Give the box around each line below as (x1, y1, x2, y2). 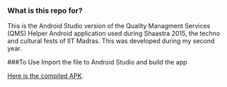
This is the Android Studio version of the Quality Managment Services (7, 22, 211, 30)
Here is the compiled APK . (7, 71, 84, 80)
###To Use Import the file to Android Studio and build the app (7, 58, 187, 66)
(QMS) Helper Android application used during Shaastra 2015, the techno (7, 29, 221, 37)
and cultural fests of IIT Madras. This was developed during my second (7, 37, 215, 45)
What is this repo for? (7, 6, 83, 16)
